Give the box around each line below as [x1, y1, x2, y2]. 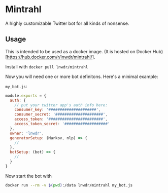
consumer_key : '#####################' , [14, 107, 101, 112]
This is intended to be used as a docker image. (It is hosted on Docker [5, 48, 152, 54]
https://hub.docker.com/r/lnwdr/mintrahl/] [7, 54, 94, 60]
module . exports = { [5, 93, 47, 98]
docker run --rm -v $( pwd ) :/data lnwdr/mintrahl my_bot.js [5, 182, 133, 188]
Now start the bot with [5, 173, 52, 179]
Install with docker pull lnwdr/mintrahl [5, 63, 88, 69]
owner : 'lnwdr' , [10, 131, 44, 136]
